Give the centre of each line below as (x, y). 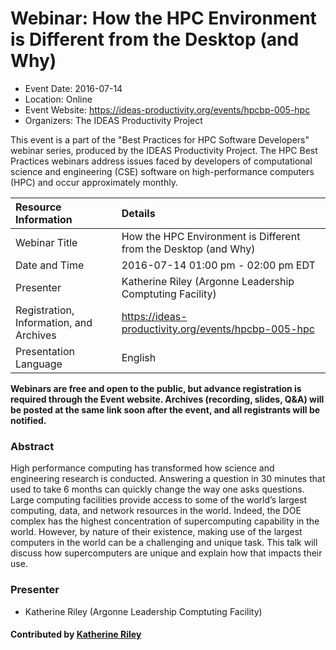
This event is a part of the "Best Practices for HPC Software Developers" (160, 139)
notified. (28, 420)
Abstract (32, 446)
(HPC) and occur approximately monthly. (94, 182)
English (139, 357)
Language (39, 364)
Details (138, 213)
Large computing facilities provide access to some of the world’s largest (158, 500)
